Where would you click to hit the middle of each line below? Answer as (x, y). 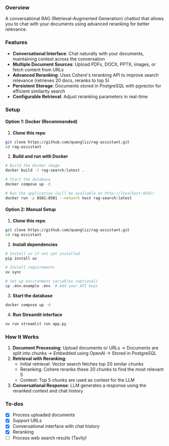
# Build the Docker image (32, 166)
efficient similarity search (39, 91)
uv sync (13, 272)
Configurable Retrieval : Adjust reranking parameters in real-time (80, 96)
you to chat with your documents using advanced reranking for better (77, 24)
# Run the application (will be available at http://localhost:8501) (80, 193)
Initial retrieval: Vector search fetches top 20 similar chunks (82, 364)
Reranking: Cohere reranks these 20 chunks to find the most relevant (92, 369)
